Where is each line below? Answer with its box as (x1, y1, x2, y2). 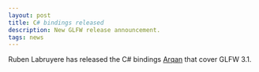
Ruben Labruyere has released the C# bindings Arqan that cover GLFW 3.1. (8, 55, 252, 64)
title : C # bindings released (8, 19, 104, 27)
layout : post (8, 11, 51, 20)
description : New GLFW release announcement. (8, 26, 160, 34)
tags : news (8, 33, 44, 41)
